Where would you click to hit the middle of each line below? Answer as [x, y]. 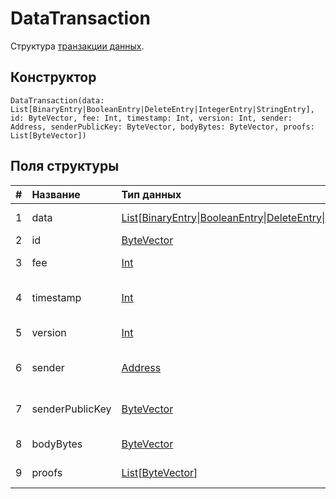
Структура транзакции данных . [77, 46]
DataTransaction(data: [57, 100]
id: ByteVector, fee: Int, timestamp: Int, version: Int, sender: [151, 118]
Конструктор [53, 77]
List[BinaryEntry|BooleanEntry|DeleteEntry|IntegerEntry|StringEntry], [162, 109]
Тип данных [151, 194]
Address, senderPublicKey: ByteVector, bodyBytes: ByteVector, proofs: [162, 127]
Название [56, 194]
